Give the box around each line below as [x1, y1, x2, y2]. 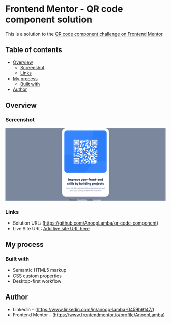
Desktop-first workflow [12, 278, 62, 284]
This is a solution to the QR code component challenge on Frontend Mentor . [5, 31, 164, 37]
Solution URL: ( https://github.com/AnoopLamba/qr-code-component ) [12, 220, 159, 226]
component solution [5, 14, 93, 26]
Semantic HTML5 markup [12, 267, 67, 273]
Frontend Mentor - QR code [5, 3, 123, 15]
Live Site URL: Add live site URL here [12, 226, 90, 232]
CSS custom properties [12, 272, 62, 279]
